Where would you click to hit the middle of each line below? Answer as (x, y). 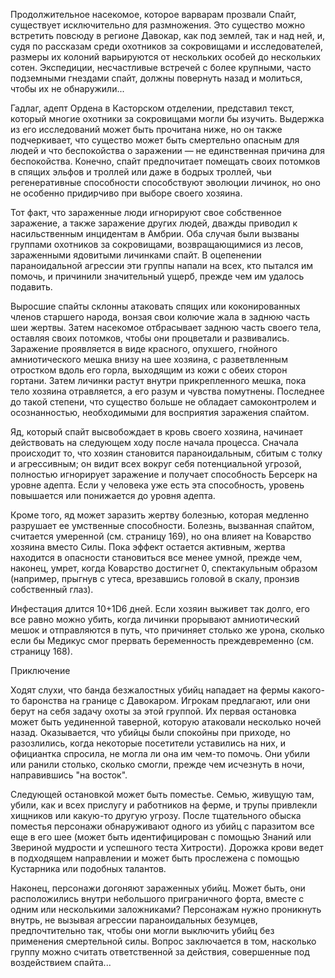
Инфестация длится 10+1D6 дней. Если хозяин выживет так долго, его (160, 608)
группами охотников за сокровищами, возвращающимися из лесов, (157, 244)
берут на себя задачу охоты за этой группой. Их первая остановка (153, 711)
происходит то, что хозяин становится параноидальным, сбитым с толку (166, 453)
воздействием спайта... (61, 962)
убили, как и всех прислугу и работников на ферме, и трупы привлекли (164, 805)
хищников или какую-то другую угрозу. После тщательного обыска (156, 815)
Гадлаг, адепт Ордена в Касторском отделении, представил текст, (152, 108)
